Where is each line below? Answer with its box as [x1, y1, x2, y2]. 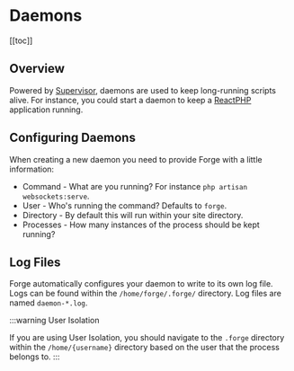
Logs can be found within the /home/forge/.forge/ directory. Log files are [9, 288, 281, 299]
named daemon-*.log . [9, 297, 88, 308]
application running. [9, 104, 84, 115]
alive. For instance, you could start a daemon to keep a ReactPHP [9, 94, 252, 105]
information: [9, 163, 55, 174]
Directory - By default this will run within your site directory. [22, 209, 244, 220]
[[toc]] [9, 35, 33, 46]
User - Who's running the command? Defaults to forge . [22, 199, 227, 211]
